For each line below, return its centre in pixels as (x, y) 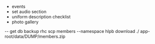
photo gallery (25, 22)
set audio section (29, 12)
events (18, 7)
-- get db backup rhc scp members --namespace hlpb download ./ (72, 31)
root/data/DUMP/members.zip (35, 36)
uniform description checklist (41, 17)
